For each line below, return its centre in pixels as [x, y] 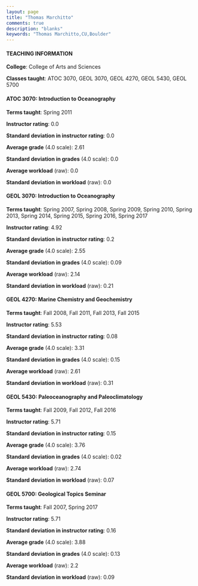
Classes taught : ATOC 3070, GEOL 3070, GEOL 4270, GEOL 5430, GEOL [97, 78]
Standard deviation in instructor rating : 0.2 [61, 239]
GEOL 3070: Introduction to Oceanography [61, 196]
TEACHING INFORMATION [40, 53]
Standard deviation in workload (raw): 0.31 [60, 382]
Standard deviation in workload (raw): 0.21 [60, 285]
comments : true [25, 23]
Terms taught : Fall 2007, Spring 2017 [52, 507]
